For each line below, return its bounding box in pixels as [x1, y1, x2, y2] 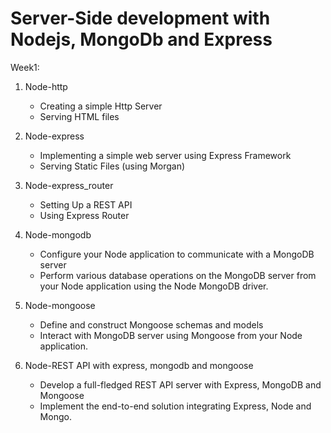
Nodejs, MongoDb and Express [10, 28, 273, 51]
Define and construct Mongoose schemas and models [39, 318, 264, 331]
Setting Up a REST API [39, 198, 133, 211]
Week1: [10, 61, 40, 73]
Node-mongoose [24, 299, 96, 311]
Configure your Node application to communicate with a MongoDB [39, 248, 315, 260]
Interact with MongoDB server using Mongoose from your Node [39, 329, 303, 341]
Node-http [24, 80, 68, 92]
